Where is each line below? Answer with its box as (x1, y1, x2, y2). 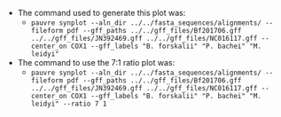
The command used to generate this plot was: (17, 8, 186, 18)
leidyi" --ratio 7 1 (30, 99, 107, 108)
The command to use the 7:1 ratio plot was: (17, 58, 176, 67)
